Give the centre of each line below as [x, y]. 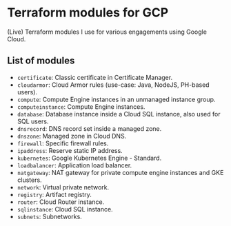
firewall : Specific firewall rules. [63, 143]
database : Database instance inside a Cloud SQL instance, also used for [119, 114]
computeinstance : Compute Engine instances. [81, 106]
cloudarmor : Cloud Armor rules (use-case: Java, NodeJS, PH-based [113, 85]
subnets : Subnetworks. [50, 216]
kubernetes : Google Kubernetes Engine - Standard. [89, 158]
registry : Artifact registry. [54, 194]
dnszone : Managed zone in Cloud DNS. [72, 136]
